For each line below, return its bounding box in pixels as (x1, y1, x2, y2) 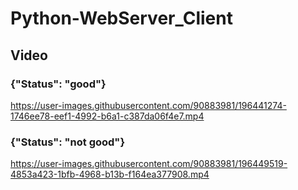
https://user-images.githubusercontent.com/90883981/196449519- (10, 158, 288, 170)
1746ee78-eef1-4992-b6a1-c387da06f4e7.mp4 (10, 110, 205, 122)
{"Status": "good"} (10, 77, 107, 91)
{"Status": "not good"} (10, 135, 126, 149)
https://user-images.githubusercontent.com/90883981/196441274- (10, 99, 287, 111)
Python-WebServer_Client (10, 7, 233, 30)
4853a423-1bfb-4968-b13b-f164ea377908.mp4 (10, 168, 210, 181)
